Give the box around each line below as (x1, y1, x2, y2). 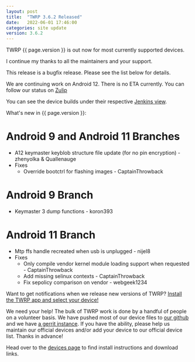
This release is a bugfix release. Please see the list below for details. (6, 69, 171, 76)
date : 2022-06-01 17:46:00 (6, 19, 77, 25)
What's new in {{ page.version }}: (6, 110, 87, 117)
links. (6, 350, 19, 357)
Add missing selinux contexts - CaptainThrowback (23, 272, 145, 279)
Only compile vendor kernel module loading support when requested (23, 260, 190, 267)
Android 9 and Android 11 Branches (6, 130, 180, 144)
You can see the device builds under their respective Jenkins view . (6, 98, 167, 105)
